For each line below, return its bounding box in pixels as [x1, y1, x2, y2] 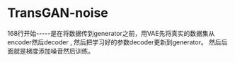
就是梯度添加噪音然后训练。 [13, 46, 94, 55]
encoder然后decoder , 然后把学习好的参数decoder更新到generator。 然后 [7, 37, 222, 46]
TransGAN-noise [7, 5, 108, 21]
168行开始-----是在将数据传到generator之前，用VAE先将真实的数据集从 [7, 29, 215, 37]
